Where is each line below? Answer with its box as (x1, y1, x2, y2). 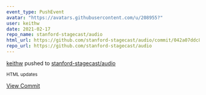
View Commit (6, 82, 40, 89)
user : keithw (6, 20, 40, 26)
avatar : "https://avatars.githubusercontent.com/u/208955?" (6, 15, 164, 21)
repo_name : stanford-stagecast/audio (6, 32, 103, 38)
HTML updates (6, 71, 38, 77)
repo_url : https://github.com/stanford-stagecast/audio (6, 43, 152, 49)
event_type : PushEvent (6, 9, 64, 15)
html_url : (6, 37, 32, 43)
